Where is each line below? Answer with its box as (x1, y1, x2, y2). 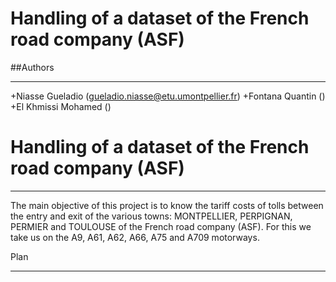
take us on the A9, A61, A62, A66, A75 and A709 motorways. (10, 231, 260, 243)
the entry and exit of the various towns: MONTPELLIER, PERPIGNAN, (10, 210, 293, 222)
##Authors (10, 61, 55, 73)
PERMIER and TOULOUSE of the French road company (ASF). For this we (10, 220, 312, 232)
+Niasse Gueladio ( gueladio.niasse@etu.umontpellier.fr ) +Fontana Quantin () (10, 90, 326, 102)
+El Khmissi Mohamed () (10, 100, 112, 112)
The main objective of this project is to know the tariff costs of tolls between (10, 199, 324, 211)
